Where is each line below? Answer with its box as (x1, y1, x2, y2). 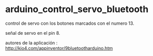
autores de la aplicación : (5, 39, 58, 46)
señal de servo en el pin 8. (5, 30, 61, 36)
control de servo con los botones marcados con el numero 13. (5, 20, 134, 26)
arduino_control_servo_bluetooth (5, 4, 148, 15)
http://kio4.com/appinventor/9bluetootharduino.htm (5, 45, 113, 51)
